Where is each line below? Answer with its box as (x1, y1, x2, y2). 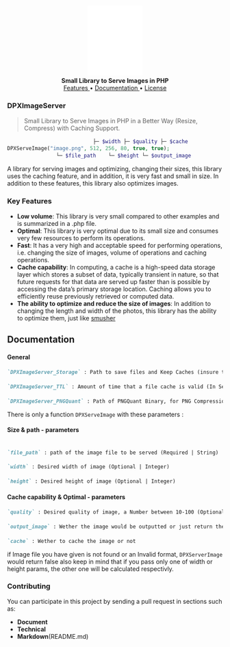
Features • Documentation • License (63, 84, 167, 92)
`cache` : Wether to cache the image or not (7, 537, 136, 544)
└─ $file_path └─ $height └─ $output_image (55, 153, 192, 160)
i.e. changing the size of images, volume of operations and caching (16, 249, 207, 257)
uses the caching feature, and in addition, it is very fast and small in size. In (7, 172, 219, 180)
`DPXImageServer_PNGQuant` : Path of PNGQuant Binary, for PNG (7, 398, 192, 405)
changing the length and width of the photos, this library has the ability (16, 307, 217, 315)
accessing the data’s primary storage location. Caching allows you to (16, 285, 212, 293)
